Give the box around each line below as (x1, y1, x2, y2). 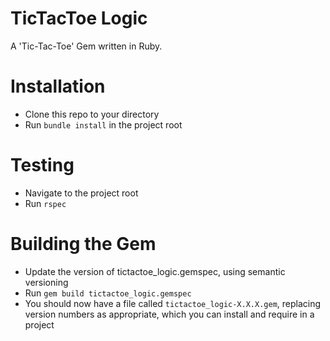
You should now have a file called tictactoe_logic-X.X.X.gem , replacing (24, 297, 322, 309)
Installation (10, 75, 106, 98)
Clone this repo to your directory (24, 108, 160, 120)
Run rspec (24, 197, 67, 209)
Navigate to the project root (24, 187, 139, 199)
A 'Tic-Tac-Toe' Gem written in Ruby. (10, 40, 163, 52)
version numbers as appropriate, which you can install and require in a (24, 308, 315, 320)
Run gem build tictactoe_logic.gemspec (24, 287, 192, 299)
